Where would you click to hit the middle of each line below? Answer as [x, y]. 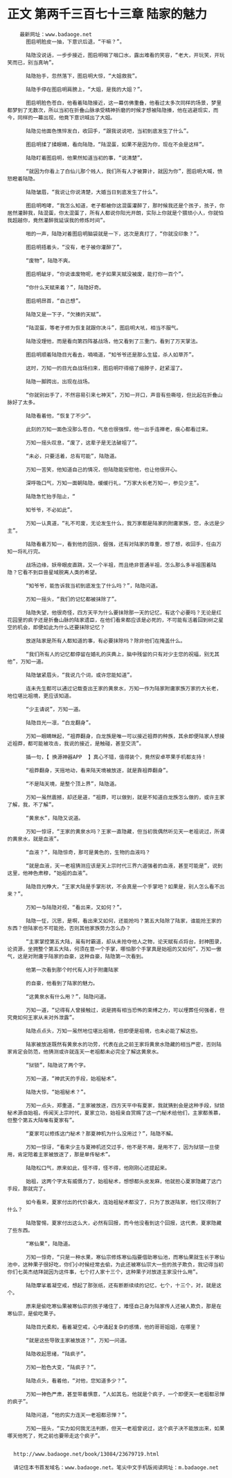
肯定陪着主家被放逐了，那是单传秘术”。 [65, 1154]
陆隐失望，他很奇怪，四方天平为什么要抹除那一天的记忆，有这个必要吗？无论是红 [123, 612]
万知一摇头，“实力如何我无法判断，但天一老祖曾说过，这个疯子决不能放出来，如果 [125, 1428]
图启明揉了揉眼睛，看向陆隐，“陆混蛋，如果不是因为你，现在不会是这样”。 [116, 144]
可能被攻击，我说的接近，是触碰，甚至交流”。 [89, 744]
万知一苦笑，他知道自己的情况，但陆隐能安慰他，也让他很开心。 [103, 470]
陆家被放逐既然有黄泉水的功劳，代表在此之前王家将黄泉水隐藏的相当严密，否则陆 [123, 1045]
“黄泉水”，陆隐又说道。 [55, 818]
